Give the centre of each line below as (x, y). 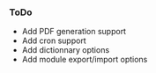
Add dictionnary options (66, 50)
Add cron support (54, 40)
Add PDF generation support (74, 32)
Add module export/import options (85, 60)
